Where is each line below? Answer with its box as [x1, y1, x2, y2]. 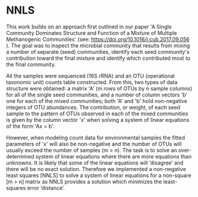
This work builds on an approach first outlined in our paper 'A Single [6, 23, 172, 30]
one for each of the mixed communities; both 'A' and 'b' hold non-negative [6, 97, 187, 104]
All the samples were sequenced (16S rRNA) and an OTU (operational [6, 72, 175, 79]
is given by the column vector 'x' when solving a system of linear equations [6, 116, 190, 123]
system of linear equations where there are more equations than [35, 153, 192, 160]
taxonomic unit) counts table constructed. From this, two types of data [6, 78, 178, 86]
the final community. [6, 60, 56, 68]
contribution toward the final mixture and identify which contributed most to [6, 54, 191, 62]
